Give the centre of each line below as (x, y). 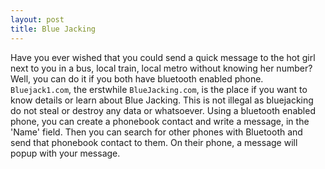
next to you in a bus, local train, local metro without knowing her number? (161, 68)
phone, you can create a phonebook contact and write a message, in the (160, 121)
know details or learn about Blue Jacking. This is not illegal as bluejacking (162, 100)
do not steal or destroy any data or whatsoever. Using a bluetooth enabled (163, 110)
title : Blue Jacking (53, 29)
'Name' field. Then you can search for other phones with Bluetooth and (156, 132)
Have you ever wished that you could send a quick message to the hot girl (163, 57)
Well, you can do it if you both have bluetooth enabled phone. (137, 78)
